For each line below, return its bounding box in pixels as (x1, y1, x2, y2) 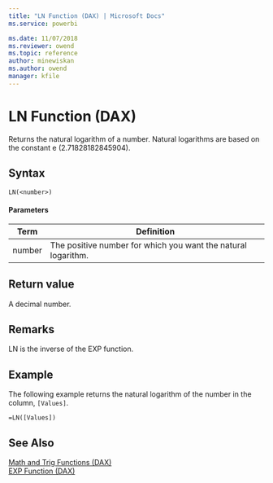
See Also (8, 436, 54, 450)
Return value (8, 278, 75, 292)
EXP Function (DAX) (8, 466, 76, 476)
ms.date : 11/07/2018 (8, 34, 79, 42)
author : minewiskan (8, 57, 75, 65)
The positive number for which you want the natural (50, 239, 248, 251)
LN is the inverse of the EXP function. (8, 344, 134, 354)
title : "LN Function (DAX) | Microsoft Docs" (8, 11, 165, 20)
